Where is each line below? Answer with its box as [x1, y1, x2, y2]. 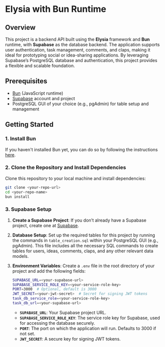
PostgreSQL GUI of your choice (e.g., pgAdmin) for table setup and [12, 101, 149, 107]
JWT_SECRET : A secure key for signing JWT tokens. [19, 336, 121, 342]
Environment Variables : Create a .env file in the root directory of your [12, 263, 155, 269]
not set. [19, 331, 36, 337]
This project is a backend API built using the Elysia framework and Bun [5, 36, 150, 42]
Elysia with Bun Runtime [5, 3, 107, 15]
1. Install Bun [5, 135, 36, 142]
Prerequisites [5, 77, 47, 85]
